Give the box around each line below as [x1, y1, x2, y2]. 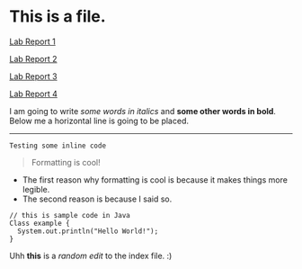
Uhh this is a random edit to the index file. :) [9, 250, 173, 261]
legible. [22, 184, 50, 194]
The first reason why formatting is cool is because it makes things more [22, 174, 288, 185]
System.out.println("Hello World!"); [17, 227, 159, 236]
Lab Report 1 [9, 36, 56, 47]
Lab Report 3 [9, 70, 58, 82]
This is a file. [9, 6, 106, 27]
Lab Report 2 [9, 53, 58, 64]
